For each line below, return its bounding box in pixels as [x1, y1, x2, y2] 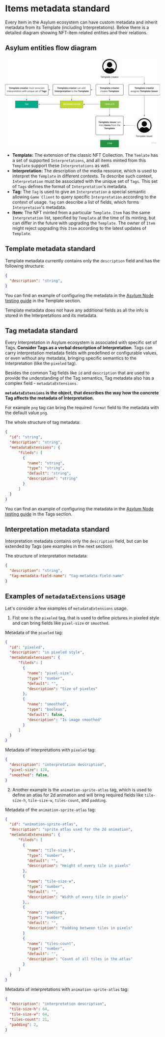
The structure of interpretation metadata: [5, 553, 88, 559]
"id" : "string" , [9, 435, 43, 440]
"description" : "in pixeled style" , [9, 650, 84, 655]
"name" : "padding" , [27, 910, 67, 915]
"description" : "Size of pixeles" [27, 686, 98, 691]
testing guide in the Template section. [5, 298, 82, 304]
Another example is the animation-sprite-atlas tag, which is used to [12, 786, 152, 792]
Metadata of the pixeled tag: [5, 629, 63, 635]
